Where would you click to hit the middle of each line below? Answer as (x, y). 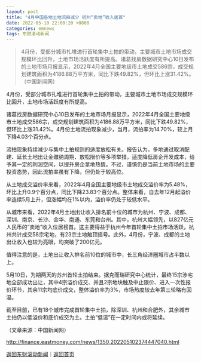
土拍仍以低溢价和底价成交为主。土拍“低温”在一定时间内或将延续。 (87, 318)
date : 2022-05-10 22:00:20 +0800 (48, 23)
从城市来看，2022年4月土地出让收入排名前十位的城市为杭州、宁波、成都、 (98, 212)
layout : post (22, 12)
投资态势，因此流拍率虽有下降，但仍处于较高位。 (66, 172)
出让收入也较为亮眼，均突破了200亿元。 (56, 242)
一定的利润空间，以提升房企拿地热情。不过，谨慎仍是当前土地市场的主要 (106, 164)
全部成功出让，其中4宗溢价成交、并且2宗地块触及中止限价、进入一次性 (98, 282)
